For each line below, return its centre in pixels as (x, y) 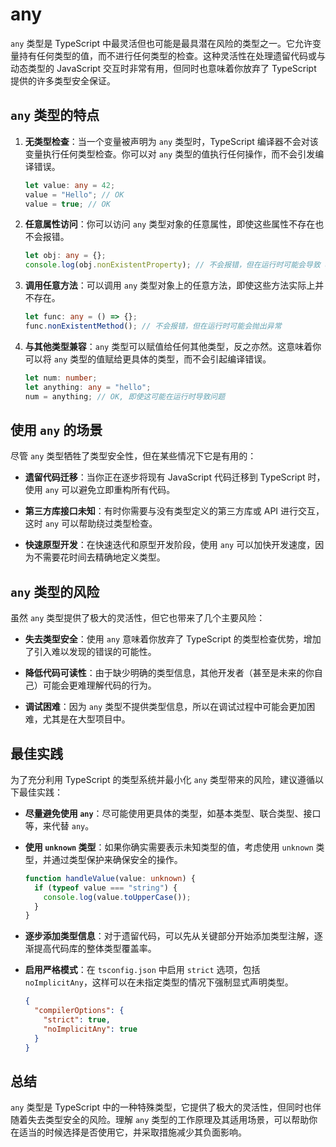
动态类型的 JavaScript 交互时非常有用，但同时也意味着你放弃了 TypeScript (163, 68)
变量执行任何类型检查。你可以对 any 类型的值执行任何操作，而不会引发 (170, 154)
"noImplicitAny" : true (90, 1029)
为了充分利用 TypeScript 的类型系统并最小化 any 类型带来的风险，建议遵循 (162, 779)
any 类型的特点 (55, 115)
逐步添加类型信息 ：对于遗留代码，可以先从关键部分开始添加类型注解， (169, 936)
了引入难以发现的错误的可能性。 (90, 652)
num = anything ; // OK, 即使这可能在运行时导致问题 (125, 396)
